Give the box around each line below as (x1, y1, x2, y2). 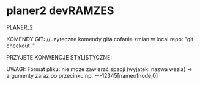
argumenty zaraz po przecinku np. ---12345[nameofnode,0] (6, 72, 158, 79)
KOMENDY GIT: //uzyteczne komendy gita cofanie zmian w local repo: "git (6, 35, 194, 42)
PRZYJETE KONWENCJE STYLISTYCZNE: (6, 53, 112, 61)
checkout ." (6, 42, 35, 49)
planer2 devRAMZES (6, 4, 114, 18)
